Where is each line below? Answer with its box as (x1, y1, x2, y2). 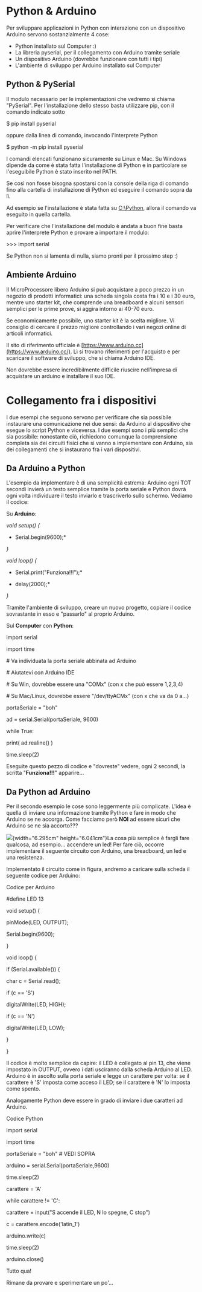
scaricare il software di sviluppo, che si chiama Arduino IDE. (6, 354, 156, 361)
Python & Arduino (6, 4, 96, 18)
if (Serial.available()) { (6, 966, 60, 973)
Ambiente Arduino (6, 270, 77, 280)
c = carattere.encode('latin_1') (6, 1221, 80, 1228)
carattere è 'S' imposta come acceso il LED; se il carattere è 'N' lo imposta (6, 1078, 191, 1086)
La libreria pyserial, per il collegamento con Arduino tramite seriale (14, 48, 180, 56)
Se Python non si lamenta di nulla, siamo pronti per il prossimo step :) (6, 252, 178, 259)
